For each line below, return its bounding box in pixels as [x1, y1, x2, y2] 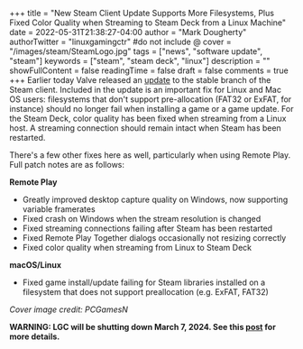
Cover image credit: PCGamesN [9, 304, 129, 315]
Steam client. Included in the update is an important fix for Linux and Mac [9, 85, 282, 95]
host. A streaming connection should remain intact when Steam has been [9, 123, 281, 133]
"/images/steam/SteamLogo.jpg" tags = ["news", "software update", [9, 46, 263, 57]
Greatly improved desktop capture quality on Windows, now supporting [22, 194, 289, 205]
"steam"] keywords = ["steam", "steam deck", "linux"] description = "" [9, 56, 271, 66]
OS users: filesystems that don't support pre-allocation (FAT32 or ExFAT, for [9, 94, 292, 105]
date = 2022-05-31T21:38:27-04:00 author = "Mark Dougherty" [9, 27, 247, 37]
